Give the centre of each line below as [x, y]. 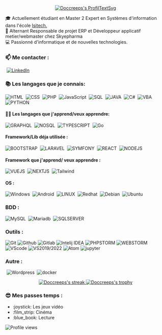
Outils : [15, 232]
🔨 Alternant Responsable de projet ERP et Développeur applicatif [73, 31]
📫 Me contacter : [27, 57]
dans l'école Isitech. [26, 25]
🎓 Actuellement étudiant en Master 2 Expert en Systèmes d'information [81, 18]
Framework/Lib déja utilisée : [37, 137]
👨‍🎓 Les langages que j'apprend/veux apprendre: [58, 114]
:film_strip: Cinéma [32, 312]
